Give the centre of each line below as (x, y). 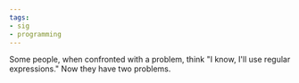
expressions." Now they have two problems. (90, 69)
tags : (19, 17)
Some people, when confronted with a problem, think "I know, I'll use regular (150, 60)
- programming (36, 34)
